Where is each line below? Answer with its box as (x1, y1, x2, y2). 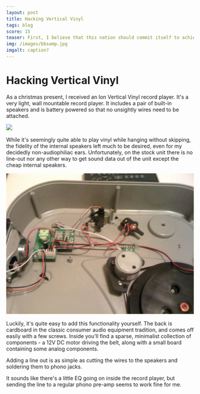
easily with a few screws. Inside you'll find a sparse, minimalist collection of (6, 332, 192, 339)
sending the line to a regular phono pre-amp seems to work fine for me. (6, 381, 182, 388)
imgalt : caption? (6, 48, 49, 54)
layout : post (6, 10, 39, 15)
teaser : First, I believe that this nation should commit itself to (6, 35, 180, 41)
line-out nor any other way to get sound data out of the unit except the (6, 155, 179, 162)
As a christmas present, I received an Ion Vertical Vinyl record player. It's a (6, 93, 189, 101)
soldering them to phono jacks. (6, 363, 82, 370)
